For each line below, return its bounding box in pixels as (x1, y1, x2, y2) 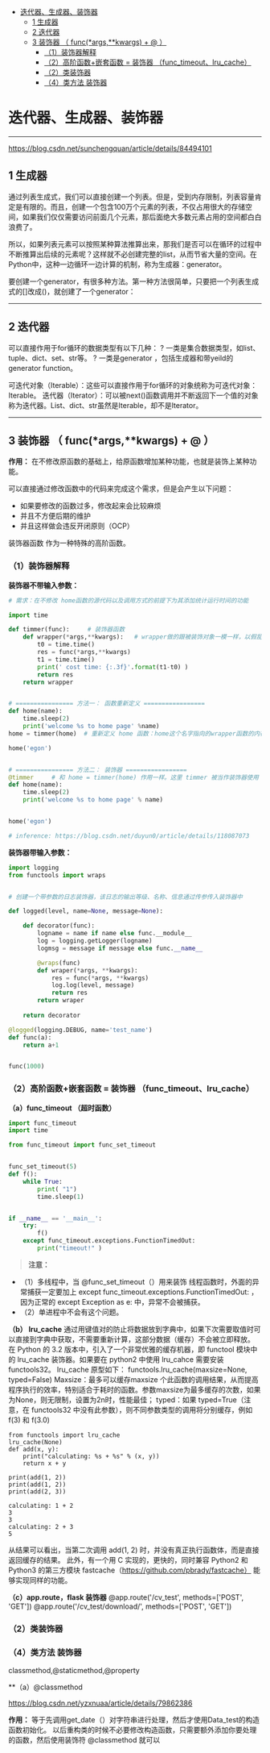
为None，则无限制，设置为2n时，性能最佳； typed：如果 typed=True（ (8, 1394, 244, 1405)
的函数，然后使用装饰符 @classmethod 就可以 (8, 1735, 161, 1745)
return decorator (22, 1011, 81, 1019)
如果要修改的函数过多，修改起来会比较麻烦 (19, 501, 162, 510)
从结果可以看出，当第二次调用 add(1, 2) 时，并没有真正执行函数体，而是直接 (8, 1545, 260, 1555)
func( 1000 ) (8, 1063, 45, 1071)
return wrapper (22, 678, 74, 686)
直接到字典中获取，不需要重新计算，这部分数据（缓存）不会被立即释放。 (14, 1334, 255, 1344)
